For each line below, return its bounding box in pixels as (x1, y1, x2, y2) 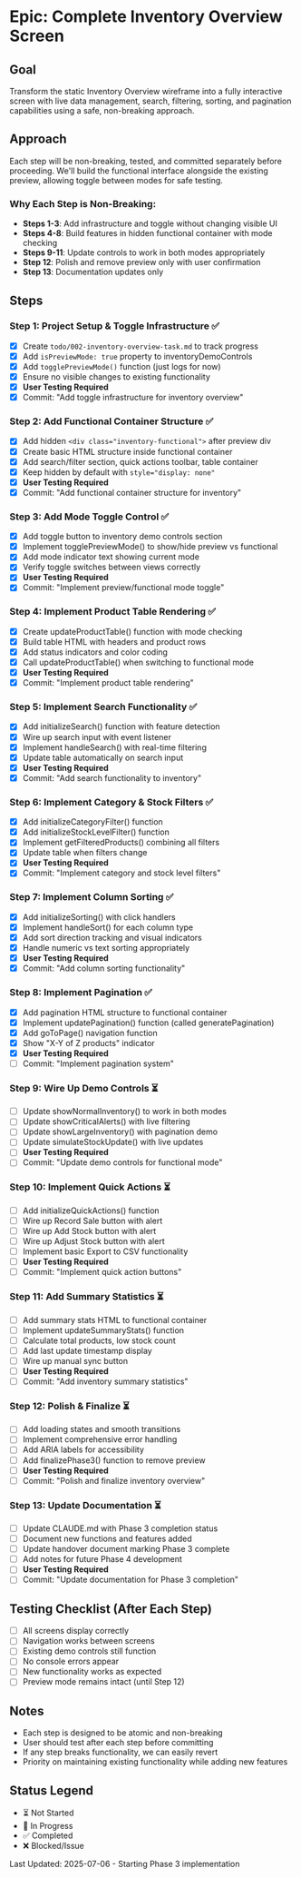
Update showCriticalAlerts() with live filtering (22, 1116, 190, 1127)
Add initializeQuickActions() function (22, 1205, 160, 1216)
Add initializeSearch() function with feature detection (22, 721, 220, 732)
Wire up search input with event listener (22, 731, 172, 742)
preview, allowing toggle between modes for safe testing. (9, 174, 224, 185)
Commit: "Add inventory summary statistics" (22, 1376, 189, 1387)
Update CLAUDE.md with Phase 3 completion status (22, 1523, 218, 1534)
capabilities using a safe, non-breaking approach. (9, 105, 195, 115)
